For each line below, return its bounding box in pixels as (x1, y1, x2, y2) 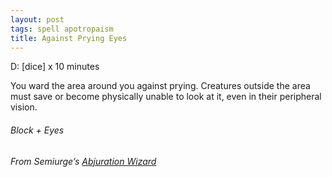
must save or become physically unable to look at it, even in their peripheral (10, 91, 322, 103)
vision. (10, 101, 38, 113)
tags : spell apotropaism (10, 24, 114, 34)
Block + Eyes (10, 124, 65, 136)
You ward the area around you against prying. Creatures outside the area (10, 80, 311, 92)
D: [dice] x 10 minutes (10, 61, 100, 73)
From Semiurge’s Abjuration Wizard (10, 155, 157, 167)
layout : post (10, 14, 65, 25)
